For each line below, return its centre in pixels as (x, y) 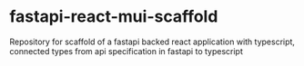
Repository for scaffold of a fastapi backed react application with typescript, (152, 42)
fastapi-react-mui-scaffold (114, 17)
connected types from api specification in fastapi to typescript (127, 51)
